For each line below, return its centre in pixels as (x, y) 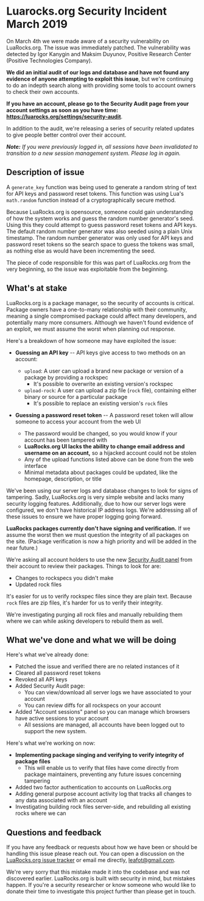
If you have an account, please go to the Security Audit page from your (98, 103)
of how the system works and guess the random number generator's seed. (100, 218)
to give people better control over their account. (66, 135)
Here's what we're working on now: (51, 743)
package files (33, 761)
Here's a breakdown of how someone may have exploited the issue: (91, 340)
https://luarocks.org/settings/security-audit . (65, 117)
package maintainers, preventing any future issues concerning (103, 774)
